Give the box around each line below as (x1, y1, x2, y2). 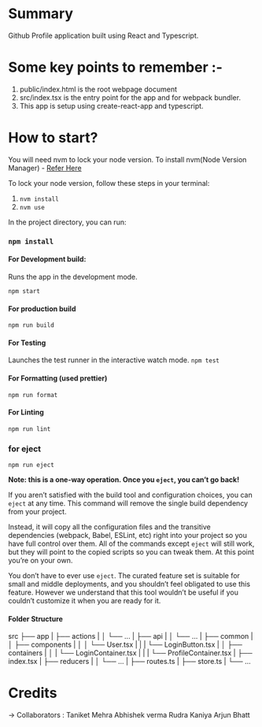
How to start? (8, 129, 98, 147)
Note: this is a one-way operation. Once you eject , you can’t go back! (8, 475, 240, 484)
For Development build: (8, 254, 87, 264)
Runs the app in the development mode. (8, 272, 138, 281)
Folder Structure (8, 614, 63, 623)
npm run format (8, 391, 58, 399)
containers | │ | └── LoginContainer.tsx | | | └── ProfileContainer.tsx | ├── (8, 648, 253, 658)
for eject (8, 443, 42, 454)
